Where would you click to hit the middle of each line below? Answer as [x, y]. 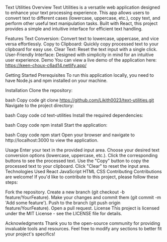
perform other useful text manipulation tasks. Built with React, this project [81, 23]
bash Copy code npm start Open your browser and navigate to [70, 135]
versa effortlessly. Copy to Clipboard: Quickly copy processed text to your [82, 44]
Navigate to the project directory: [39, 105]
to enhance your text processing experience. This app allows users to [77, 13]
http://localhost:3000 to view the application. [52, 140]
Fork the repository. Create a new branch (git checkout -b [65, 192]
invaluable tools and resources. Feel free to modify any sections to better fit [83, 229]
